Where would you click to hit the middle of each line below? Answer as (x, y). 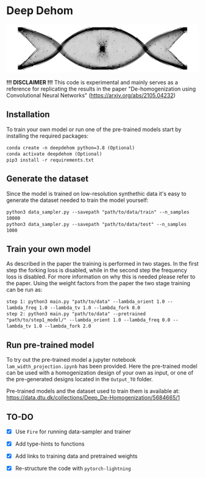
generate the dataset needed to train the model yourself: (77, 200)
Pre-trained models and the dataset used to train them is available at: (93, 391)
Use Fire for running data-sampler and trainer (73, 431)
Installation (28, 115)
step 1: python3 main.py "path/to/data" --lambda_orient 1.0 (86, 302)
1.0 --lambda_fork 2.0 (62, 326)
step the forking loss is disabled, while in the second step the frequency (97, 271)
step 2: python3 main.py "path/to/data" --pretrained (76, 314)
